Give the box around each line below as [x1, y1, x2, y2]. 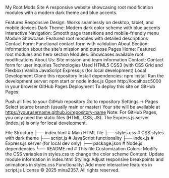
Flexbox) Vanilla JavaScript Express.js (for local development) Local [5, 67, 146, 73]
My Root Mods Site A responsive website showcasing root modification [5, 5, 153, 10]
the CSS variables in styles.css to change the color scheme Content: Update [5, 151, 164, 157]
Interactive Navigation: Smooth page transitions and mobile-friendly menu [5, 30, 159, 36]
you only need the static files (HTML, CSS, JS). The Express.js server [5, 115, 149, 120]
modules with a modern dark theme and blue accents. [5, 10, 118, 16]
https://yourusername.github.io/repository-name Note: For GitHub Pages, [5, 109, 158, 115]
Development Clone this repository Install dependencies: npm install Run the [5, 73, 164, 78]
